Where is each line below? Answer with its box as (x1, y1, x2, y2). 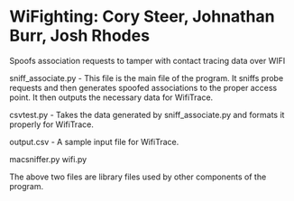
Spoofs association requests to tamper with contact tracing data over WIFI (9, 55, 286, 66)
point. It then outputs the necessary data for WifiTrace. (9, 92, 214, 103)
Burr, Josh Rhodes (9, 25, 151, 46)
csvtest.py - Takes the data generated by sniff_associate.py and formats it (9, 109, 285, 120)
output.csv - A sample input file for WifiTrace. (9, 136, 179, 147)
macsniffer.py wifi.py (9, 153, 87, 164)
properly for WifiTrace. (9, 119, 95, 130)
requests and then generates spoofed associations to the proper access (9, 82, 278, 93)
